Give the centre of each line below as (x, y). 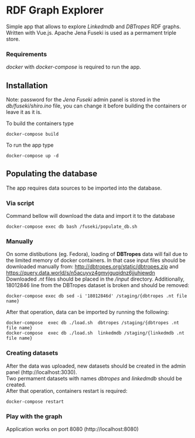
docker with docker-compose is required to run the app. (74, 67)
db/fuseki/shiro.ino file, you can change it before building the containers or (96, 106)
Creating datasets (32, 353)
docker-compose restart (35, 402)
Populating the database (52, 174)
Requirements (27, 54)
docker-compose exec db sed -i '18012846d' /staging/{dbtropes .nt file (97, 296)
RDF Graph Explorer (55, 10)
